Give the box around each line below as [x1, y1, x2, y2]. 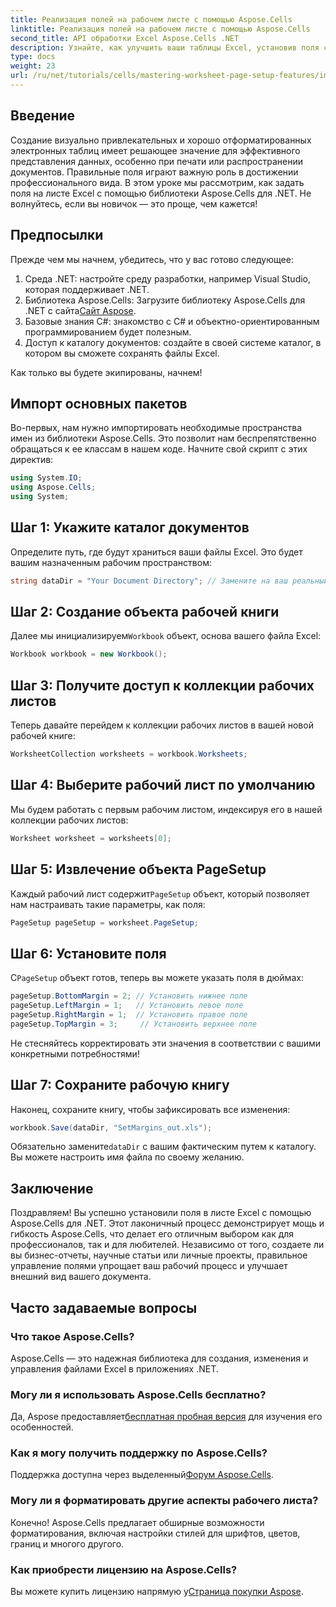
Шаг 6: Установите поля [10, 945, 167, 962]
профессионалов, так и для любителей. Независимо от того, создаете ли [10, 1239, 325, 1251]
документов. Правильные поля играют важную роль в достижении [10, 166, 299, 178]
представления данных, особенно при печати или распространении [10, 155, 303, 167]
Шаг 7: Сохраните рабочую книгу [10, 1077, 230, 1094]
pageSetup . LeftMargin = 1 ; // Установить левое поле [10, 1001, 244, 1011]
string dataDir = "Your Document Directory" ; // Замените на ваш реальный [10, 576, 329, 586]
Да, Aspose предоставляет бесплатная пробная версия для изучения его [10, 1411, 323, 1423]
